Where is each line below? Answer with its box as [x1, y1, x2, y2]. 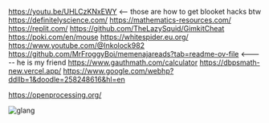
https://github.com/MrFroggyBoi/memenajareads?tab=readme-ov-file [8, 50, 239, 58]
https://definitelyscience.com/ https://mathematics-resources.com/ [8, 15, 231, 25]
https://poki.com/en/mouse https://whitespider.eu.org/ [8, 32, 189, 42]
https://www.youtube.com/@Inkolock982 [8, 41, 145, 50]
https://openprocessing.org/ [8, 90, 102, 99]
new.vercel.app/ [8, 66, 62, 75]
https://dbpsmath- [199, 58, 260, 67]
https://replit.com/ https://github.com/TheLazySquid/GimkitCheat [8, 24, 225, 33]
